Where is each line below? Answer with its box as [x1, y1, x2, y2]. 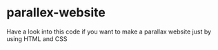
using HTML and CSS [6, 34, 68, 42]
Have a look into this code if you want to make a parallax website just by [6, 27, 212, 36]
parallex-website [6, 5, 106, 21]
